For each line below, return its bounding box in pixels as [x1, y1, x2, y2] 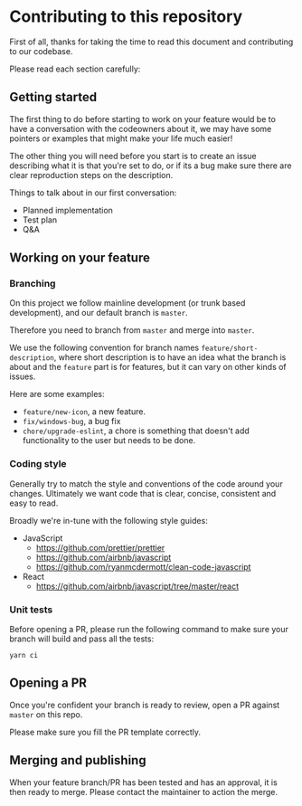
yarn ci [9, 651, 39, 660]
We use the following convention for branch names [9, 342, 200, 354]
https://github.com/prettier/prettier [35, 542, 165, 553]
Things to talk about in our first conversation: [9, 187, 177, 198]
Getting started [9, 90, 98, 105]
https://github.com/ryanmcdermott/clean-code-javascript [35, 561, 251, 572]
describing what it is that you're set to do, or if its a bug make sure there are [9, 160, 292, 171]
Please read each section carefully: [9, 63, 141, 74]
